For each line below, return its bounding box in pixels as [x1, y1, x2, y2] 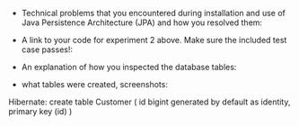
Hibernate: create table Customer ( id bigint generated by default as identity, [8, 96, 291, 107]
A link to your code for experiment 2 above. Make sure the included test [21, 35, 287, 45]
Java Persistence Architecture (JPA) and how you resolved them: [21, 17, 262, 28]
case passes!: [21, 44, 74, 55]
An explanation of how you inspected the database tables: [21, 62, 237, 72]
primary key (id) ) [8, 106, 73, 116]
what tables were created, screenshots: [21, 79, 168, 89]
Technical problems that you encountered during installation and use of [21, 8, 286, 18]
